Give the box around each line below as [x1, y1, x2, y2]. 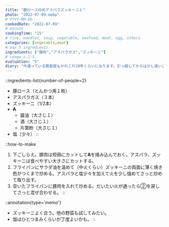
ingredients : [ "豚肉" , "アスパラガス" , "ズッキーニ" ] [5, 49, 106, 54]
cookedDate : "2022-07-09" [5, 21, 59, 27]
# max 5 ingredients [5, 45, 49, 50]
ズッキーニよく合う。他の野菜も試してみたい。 [12, 210, 110, 216]
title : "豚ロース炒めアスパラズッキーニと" [5, 7, 86, 13]
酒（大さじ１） [20, 119, 51, 125]
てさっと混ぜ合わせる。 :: [12, 190, 65, 196]
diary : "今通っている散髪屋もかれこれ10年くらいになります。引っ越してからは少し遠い [5, 64, 162, 69]
